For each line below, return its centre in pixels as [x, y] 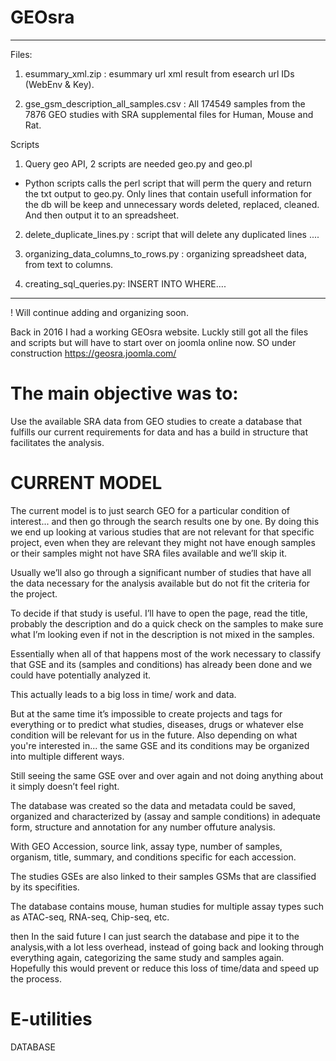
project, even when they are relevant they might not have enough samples [163, 542]
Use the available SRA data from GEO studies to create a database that [156, 421]
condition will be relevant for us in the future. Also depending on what [154, 735]
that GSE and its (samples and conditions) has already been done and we [161, 664]
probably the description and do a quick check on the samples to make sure [167, 623]
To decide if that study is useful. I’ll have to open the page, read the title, [159, 613]
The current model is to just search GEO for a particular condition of [150, 510]
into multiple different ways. [67, 756]
